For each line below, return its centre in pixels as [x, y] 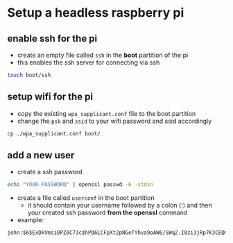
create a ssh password [50, 172]
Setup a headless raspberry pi [96, 13]
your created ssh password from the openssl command [107, 212]
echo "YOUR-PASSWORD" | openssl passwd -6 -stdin [80, 185]
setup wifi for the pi [50, 97]
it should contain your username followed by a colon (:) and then [120, 206]
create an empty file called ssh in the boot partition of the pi [103, 55]
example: [30, 220]
